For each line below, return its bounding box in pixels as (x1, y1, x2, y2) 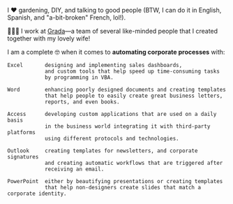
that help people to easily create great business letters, (44, 92, 223, 99)
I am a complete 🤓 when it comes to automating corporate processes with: (7, 48, 225, 56)
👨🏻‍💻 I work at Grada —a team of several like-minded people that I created (7, 27, 218, 35)
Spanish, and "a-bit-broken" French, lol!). (7, 13, 126, 22)
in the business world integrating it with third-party (44, 123, 211, 130)
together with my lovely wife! (7, 34, 91, 43)
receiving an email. (44, 166, 105, 173)
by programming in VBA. (44, 74, 114, 81)
